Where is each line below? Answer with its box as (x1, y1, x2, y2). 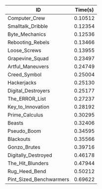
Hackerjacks (7, 79, 37, 86)
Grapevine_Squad (7, 55, 49, 62)
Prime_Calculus (7, 112, 43, 118)
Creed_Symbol (7, 71, 42, 78)
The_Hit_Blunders (7, 160, 49, 167)
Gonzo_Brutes (7, 144, 40, 150)
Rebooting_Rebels (7, 39, 50, 46)
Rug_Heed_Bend (7, 168, 46, 175)
